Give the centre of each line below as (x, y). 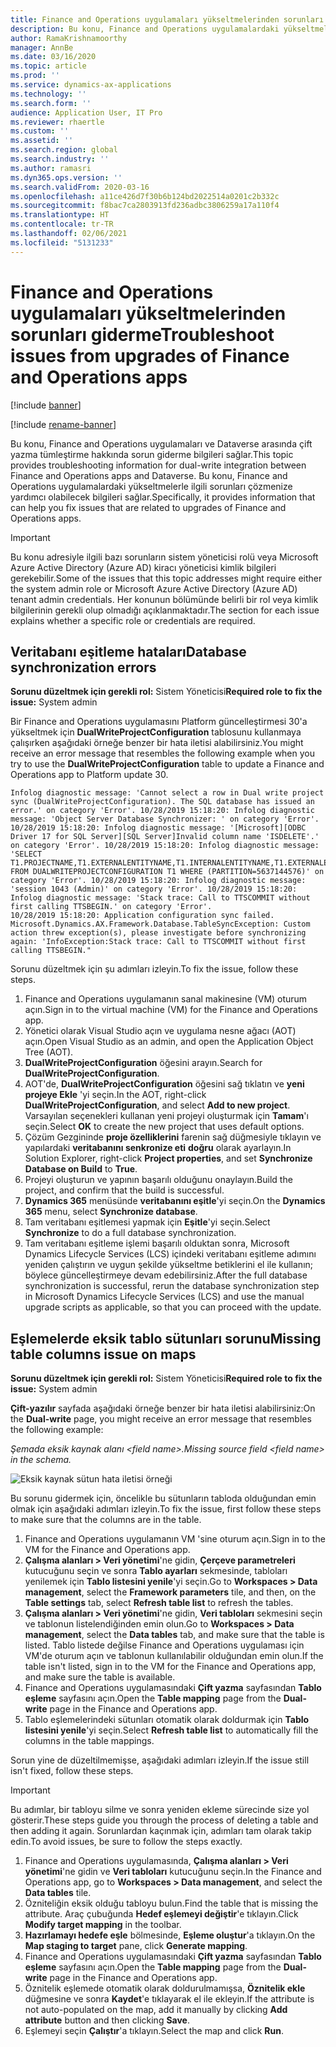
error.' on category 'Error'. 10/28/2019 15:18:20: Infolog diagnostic (162, 811)
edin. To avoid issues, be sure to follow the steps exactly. (126, 1842)
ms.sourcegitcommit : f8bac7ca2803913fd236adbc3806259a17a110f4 (145, 206)
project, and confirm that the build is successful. (124, 1190)
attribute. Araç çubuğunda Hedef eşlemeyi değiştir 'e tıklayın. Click (161, 1914)
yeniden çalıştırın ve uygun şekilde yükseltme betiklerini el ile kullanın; (169, 1265)
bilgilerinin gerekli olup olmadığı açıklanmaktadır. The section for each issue (165, 610)
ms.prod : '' (35, 76)
